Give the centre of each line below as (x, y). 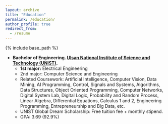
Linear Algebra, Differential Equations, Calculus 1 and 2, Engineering (91, 101)
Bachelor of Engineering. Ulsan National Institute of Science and (81, 58)
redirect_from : (21, 29)
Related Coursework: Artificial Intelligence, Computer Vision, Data (88, 79)
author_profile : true (28, 24)
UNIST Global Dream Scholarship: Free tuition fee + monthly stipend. (91, 111)
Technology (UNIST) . (35, 63)
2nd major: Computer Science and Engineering (69, 74)
